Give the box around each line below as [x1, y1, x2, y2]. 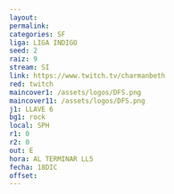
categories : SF [9, 30, 66, 38]
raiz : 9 [9, 55, 38, 63]
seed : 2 [9, 46, 38, 55]
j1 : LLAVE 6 [9, 105, 54, 114]
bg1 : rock [9, 113, 46, 122]
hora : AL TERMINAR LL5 [9, 154, 94, 164]
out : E [9, 146, 34, 155]
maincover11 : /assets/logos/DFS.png [9, 96, 145, 105]
